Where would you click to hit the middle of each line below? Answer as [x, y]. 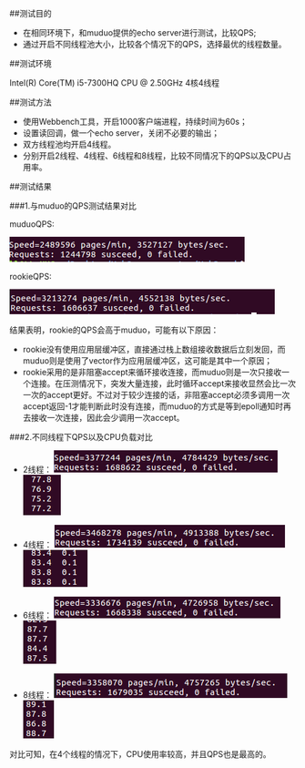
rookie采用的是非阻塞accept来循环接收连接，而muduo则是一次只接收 [152, 372]
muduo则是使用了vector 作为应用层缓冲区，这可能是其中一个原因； [147, 361]
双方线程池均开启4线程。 [69, 144]
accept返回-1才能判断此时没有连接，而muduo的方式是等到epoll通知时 [153, 406]
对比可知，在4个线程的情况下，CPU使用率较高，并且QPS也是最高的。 [140, 754]
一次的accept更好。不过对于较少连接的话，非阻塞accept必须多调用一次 [156, 395]
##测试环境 [30, 63]
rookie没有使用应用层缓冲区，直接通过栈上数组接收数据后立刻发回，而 [154, 349]
